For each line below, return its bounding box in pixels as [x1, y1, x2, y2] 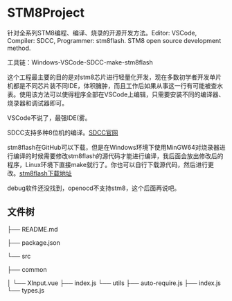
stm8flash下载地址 [19, 169, 72, 178]
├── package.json [7, 238, 61, 247]
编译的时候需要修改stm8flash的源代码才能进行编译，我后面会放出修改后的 [12, 151, 224, 160]
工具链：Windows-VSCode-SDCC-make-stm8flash [7, 58, 154, 67]
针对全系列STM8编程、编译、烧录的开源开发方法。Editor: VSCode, [7, 28, 197, 37]
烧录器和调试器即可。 [7, 98, 68, 107]
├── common [7, 265, 47, 273]
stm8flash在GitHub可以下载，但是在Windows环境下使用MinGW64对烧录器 [7, 143, 220, 151]
